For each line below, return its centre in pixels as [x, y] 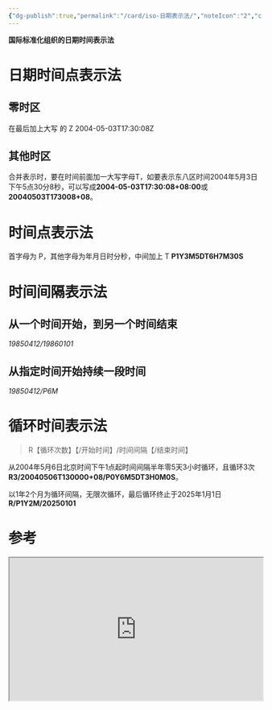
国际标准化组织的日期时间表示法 [61, 39]
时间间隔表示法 [58, 292]
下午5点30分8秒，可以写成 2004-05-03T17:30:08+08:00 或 [108, 187]
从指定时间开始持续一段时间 [77, 371]
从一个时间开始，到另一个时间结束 [93, 324]
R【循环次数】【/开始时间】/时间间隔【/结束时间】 [110, 450]
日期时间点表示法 [65, 75]
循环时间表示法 [58, 426]
